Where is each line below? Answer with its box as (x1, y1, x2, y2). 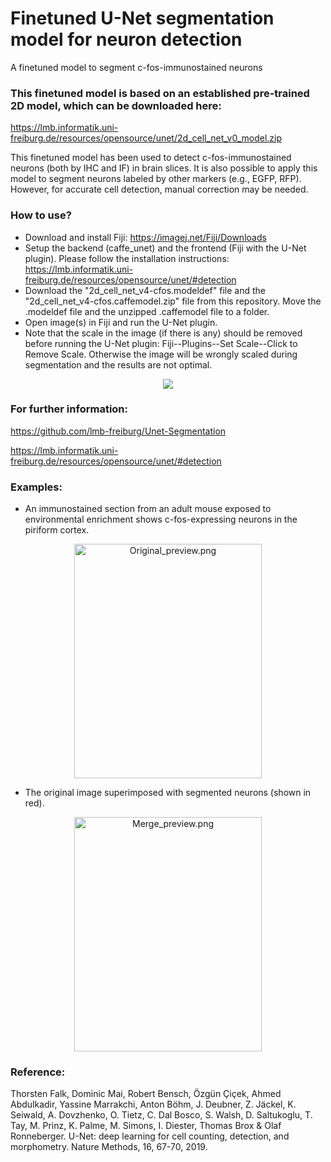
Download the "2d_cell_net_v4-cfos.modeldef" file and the (24, 284, 266, 296)
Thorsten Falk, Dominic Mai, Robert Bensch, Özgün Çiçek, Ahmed (10, 1088, 282, 1100)
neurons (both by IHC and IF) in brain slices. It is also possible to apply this (10, 162, 318, 174)
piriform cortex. (24, 524, 90, 536)
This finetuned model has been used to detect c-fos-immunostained (10, 152, 292, 164)
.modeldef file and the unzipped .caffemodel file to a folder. (24, 305, 270, 317)
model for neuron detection (10, 28, 243, 51)
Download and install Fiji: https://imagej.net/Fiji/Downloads (24, 231, 267, 243)
